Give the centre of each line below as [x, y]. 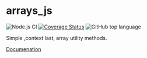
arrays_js [29, 11]
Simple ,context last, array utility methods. [57, 38]
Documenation [24, 49]
